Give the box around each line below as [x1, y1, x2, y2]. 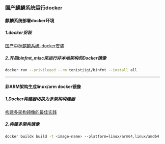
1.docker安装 [5, 29, 32, 35]
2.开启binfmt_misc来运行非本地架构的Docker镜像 [5, 55, 107, 61]
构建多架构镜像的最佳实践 [5, 109, 57, 115]
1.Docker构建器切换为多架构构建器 [5, 96, 75, 102]
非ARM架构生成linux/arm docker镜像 [5, 84, 81, 89]
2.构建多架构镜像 [5, 121, 40, 127]
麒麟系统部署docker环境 [5, 17, 55, 23]
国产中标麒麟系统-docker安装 [5, 43, 65, 49]
